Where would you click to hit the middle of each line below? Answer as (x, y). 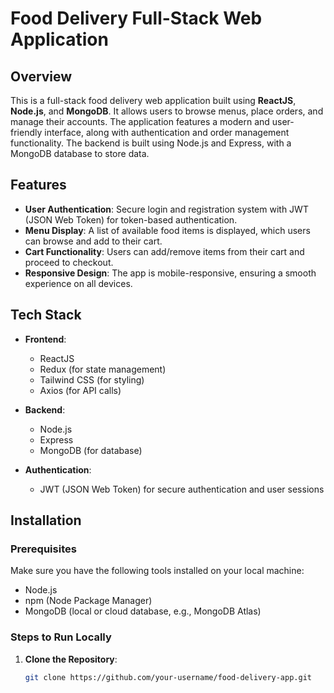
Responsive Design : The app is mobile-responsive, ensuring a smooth (170, 273)
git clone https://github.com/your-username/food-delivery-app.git (168, 677)
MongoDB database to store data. (80, 153)
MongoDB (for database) (91, 450)
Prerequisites (43, 549)
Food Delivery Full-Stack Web (136, 18)
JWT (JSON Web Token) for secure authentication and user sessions (182, 489)
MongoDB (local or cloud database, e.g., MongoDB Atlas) (143, 611)
